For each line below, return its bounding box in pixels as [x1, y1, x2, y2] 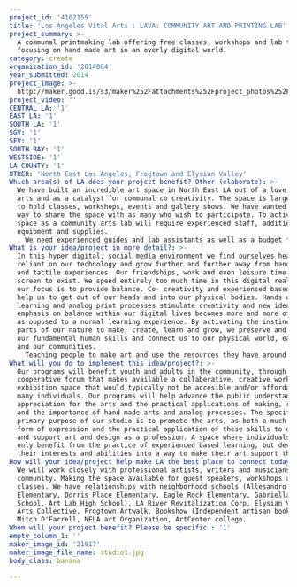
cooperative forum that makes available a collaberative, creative [17, 375, 271, 384]
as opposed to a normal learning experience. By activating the [17, 318, 259, 327]
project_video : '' [9, 95, 77, 104]
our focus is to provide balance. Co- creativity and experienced [17, 284, 267, 293]
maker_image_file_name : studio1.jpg [9, 548, 144, 557]
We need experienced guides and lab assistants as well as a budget [25, 236, 283, 244]
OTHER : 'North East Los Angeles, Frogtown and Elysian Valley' [9, 169, 247, 178]
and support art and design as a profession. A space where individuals [17, 433, 291, 442]
